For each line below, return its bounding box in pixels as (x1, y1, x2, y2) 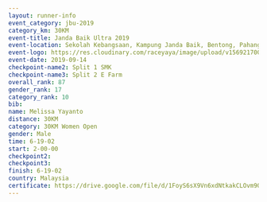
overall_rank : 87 (8, 78, 66, 86)
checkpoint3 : (8, 160, 52, 168)
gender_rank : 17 (8, 85, 62, 94)
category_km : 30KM (8, 26, 69, 34)
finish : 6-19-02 (8, 167, 62, 175)
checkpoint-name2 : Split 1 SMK (8, 64, 112, 72)
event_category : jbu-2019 (8, 19, 94, 27)
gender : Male (8, 130, 52, 138)
